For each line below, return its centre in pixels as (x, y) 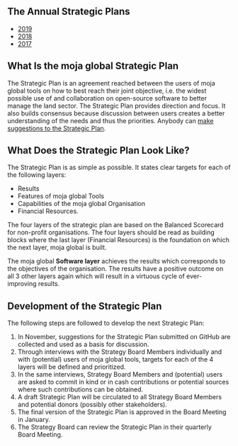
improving (22, 284)
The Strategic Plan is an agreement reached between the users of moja (112, 83)
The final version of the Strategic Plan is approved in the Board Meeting (122, 412)
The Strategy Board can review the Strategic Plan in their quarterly (115, 427)
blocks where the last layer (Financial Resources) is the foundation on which (119, 240)
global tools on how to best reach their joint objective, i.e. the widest (107, 91)
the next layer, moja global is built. (57, 248)
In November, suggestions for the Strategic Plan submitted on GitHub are (124, 337)
